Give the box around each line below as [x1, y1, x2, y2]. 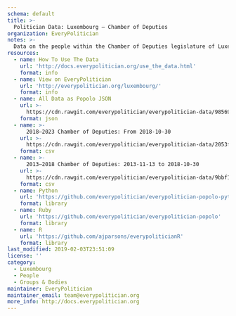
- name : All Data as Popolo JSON [13, 96, 112, 103]
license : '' [7, 253, 42, 260]
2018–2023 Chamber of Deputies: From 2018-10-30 [25, 128, 171, 135]
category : [7, 259, 37, 266]
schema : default [7, 10, 55, 18]
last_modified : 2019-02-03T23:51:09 [7, 246, 114, 253]
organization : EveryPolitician [7, 30, 99, 37]
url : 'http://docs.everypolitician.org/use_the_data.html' [20, 63, 197, 70]
